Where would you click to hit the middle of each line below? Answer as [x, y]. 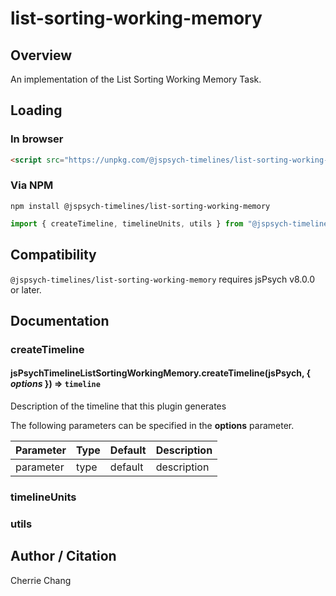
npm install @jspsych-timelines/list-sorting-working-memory [140, 206]
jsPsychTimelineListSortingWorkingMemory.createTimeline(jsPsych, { [161, 373]
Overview [41, 55]
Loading [36, 110]
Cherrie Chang [41, 580]
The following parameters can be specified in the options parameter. [152, 426]
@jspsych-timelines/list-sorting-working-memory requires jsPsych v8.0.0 [163, 279]
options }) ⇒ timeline [55, 384]
